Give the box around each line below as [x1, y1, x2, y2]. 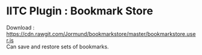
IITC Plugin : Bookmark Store [6, 4, 153, 18]
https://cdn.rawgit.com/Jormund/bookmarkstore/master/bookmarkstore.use [6, 30, 196, 37]
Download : [6, 24, 35, 31]
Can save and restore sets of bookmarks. [6, 43, 109, 50]
